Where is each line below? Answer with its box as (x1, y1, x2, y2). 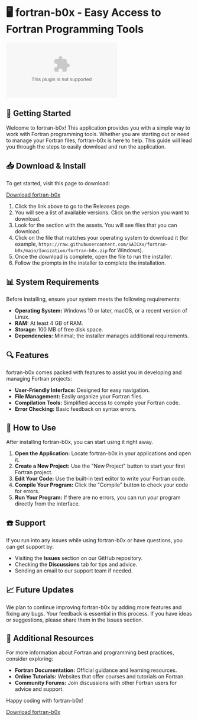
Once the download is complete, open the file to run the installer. (14, 253, 173, 260)
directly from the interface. (14, 500, 80, 507)
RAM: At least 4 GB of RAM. (14, 320, 83, 327)
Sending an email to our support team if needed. (14, 567, 133, 574)
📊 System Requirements (6, 277, 99, 287)
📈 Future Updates (6, 585, 74, 595)
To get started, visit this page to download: (6, 179, 111, 186)
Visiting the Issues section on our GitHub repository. (14, 554, 143, 561)
